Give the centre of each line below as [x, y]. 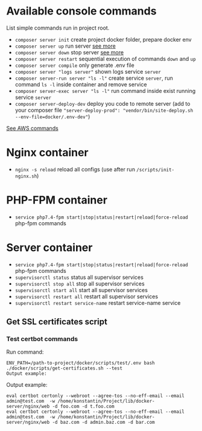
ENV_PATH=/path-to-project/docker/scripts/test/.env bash [80, 363]
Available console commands [81, 11]
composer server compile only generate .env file [74, 65]
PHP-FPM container [57, 200]
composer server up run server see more [65, 46]
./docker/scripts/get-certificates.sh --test [64, 369]
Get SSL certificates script [57, 322]
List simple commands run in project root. [58, 28]
